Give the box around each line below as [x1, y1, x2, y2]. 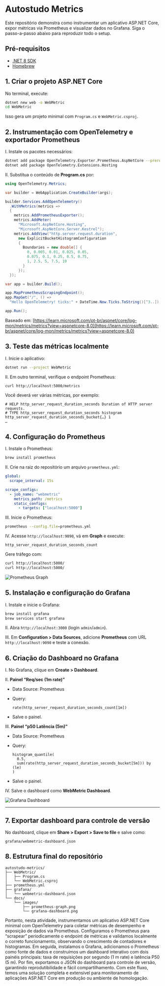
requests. [5, 406, 26, 411]
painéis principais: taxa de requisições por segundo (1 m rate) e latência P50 [5, 954, 160, 960]
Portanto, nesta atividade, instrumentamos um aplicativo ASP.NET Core [5, 917, 150, 923]
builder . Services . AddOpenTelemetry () [5, 199, 82, 204]
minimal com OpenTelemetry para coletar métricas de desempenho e [5, 922, 145, 928]
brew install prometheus [5, 455, 56, 460]
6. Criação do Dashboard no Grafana [5, 654, 119, 662]
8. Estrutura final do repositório [5, 852, 103, 861]
